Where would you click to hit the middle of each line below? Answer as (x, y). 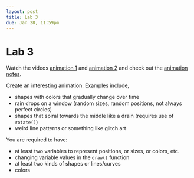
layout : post (22, 11)
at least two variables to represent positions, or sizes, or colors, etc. (97, 151)
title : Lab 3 (22, 17)
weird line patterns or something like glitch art (70, 128)
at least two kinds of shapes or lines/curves (68, 164)
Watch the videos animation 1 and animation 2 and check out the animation (97, 68)
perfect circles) (33, 110)
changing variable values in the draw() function (72, 157)
